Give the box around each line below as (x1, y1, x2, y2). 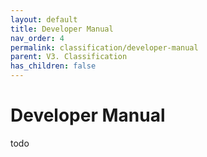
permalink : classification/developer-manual (10, 42, 199, 53)
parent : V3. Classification (10, 52, 128, 62)
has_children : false (10, 61, 97, 71)
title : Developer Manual (10, 24, 114, 34)
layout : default (10, 14, 78, 25)
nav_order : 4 (10, 33, 65, 43)
